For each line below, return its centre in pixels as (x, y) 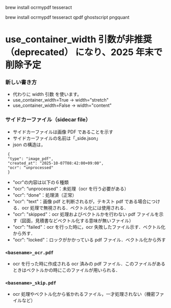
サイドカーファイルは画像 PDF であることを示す (63, 132)
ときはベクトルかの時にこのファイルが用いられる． (66, 270)
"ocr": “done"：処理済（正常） (45, 195)
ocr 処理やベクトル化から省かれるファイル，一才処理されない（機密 (84, 294)
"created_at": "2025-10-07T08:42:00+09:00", (55, 163)
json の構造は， (29, 145)
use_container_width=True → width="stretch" (60, 100)
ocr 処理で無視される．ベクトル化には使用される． (75, 208)
